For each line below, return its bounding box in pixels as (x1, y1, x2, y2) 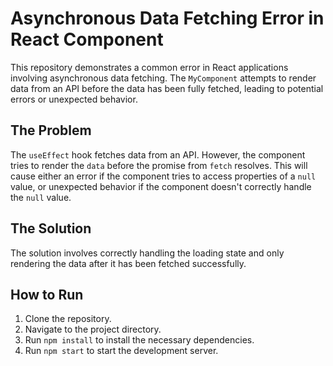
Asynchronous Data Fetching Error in (10, 7, 325, 30)
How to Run (10, 286, 84, 303)
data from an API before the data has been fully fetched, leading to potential (10, 82, 324, 94)
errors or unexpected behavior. (10, 93, 138, 105)
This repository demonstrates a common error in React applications (10, 61, 289, 73)
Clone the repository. (24, 313, 112, 325)
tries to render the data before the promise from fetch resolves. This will (10, 159, 308, 171)
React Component (10, 28, 164, 51)
